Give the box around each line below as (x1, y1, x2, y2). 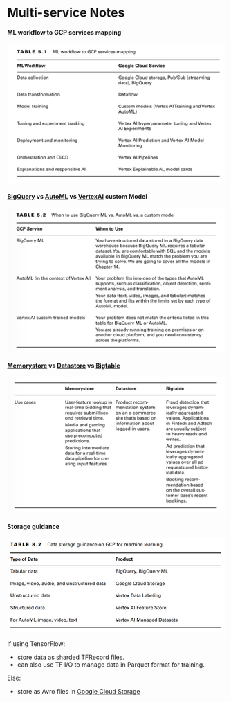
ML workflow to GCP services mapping (7, 28, 122, 36)
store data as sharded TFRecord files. (17, 653, 124, 662)
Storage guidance (7, 522, 60, 530)
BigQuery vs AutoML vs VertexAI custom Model (7, 192, 147, 201)
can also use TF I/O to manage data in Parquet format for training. (17, 660, 205, 669)
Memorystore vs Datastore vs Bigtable (7, 361, 120, 370)
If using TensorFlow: (7, 640, 66, 648)
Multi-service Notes (7, 5, 125, 21)
